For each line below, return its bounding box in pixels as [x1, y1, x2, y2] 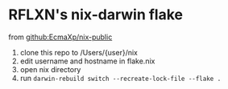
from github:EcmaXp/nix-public [8, 32, 113, 42]
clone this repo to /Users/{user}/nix [19, 47, 139, 57]
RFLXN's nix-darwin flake [8, 6, 184, 24]
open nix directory [19, 64, 81, 74]
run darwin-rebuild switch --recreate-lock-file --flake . [19, 73, 222, 83]
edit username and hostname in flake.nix [19, 56, 155, 66]
